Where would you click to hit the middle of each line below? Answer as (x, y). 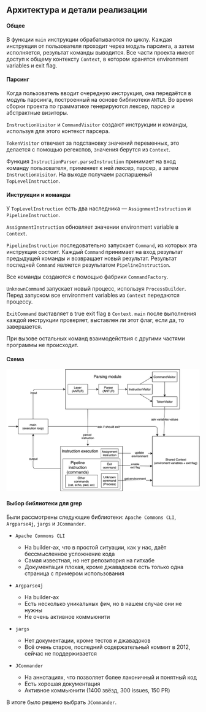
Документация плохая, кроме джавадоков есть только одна (104, 567)
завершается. (25, 327)
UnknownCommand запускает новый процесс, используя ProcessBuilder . (96, 289)
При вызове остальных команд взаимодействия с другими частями (96, 339)
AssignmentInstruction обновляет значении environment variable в (93, 227)
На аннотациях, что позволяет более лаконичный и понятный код (111, 677)
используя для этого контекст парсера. (58, 131)
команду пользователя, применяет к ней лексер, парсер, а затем (93, 167)
